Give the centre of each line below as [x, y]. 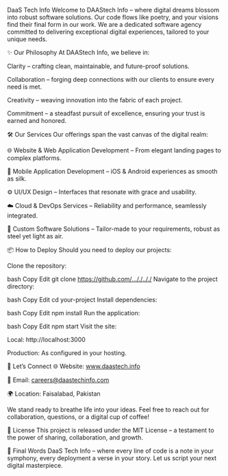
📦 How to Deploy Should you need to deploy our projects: [90, 250]
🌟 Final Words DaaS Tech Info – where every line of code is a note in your [111, 451]
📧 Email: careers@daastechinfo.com [58, 380]
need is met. [25, 87]
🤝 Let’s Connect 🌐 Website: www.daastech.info [74, 366]
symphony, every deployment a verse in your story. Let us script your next [112, 458]
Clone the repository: [37, 266]
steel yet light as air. [35, 236]
